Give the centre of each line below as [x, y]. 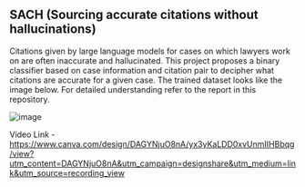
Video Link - [32, 134]
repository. [30, 99]
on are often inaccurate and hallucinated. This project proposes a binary [145, 60]
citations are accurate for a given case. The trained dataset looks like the [146, 80]
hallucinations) [53, 30]
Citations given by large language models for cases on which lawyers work [150, 51]
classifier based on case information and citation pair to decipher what [142, 70]
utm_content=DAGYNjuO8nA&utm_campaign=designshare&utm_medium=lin [153, 163]
